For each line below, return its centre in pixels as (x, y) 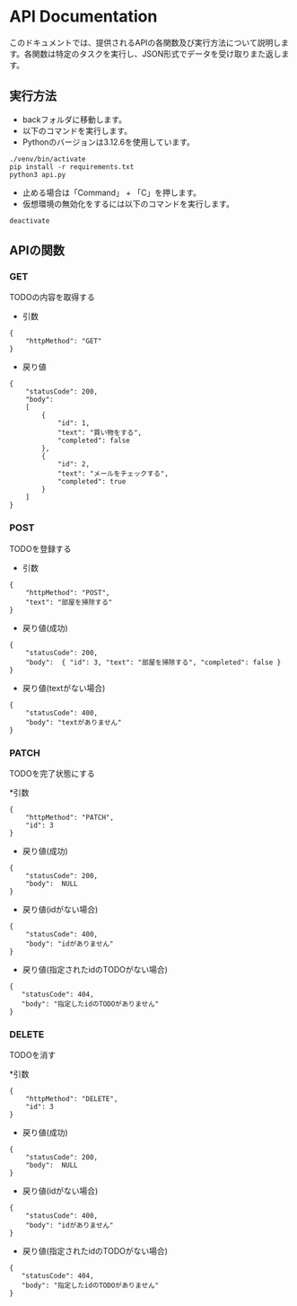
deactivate (30, 221)
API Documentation (83, 17)
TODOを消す (33, 1055)
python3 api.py (38, 174)
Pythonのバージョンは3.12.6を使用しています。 (108, 142)
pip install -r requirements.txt (72, 167)
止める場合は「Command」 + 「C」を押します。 (112, 192)
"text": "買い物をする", (99, 433)
